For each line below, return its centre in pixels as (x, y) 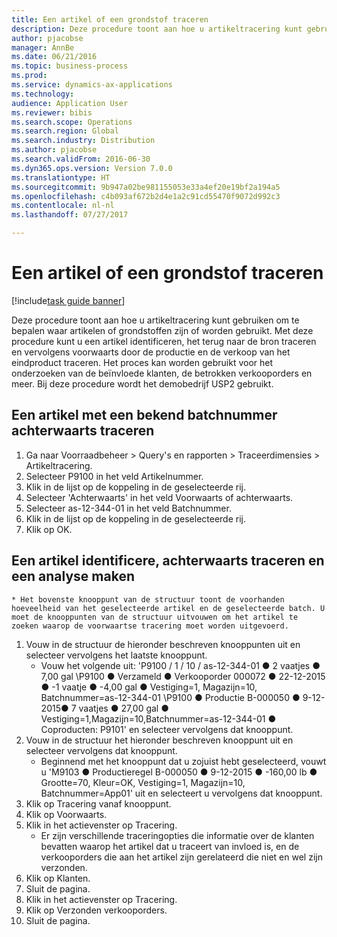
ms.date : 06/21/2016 (54, 57)
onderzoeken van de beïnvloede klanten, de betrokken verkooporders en (162, 373)
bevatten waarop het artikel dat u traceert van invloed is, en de (170, 846)
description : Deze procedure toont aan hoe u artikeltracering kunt (157, 29)
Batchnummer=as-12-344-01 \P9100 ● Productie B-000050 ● (170, 697)
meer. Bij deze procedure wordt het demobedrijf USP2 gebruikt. (142, 383)
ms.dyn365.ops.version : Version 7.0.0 (92, 168)
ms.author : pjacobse (54, 150)
